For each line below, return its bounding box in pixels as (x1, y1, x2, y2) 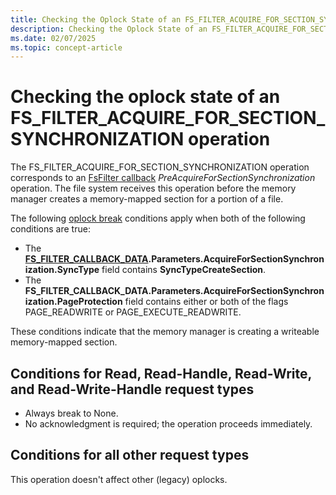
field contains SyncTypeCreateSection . (101, 264, 267, 276)
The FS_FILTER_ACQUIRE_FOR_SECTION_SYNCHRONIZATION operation (10, 161, 310, 173)
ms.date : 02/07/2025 (10, 33, 97, 43)
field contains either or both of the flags (124, 296, 289, 308)
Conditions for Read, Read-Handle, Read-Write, (10, 365, 312, 382)
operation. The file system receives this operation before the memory (10, 182, 297, 195)
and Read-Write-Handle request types (10, 381, 255, 398)
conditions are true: (10, 223, 91, 235)
